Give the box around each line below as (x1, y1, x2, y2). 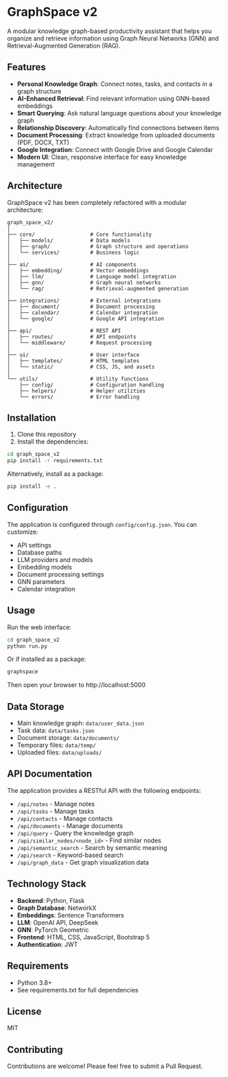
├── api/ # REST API (7, 327, 122, 334)
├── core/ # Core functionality (7, 231, 152, 238)
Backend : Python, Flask (16, 896, 85, 904)
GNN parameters (16, 577, 65, 585)
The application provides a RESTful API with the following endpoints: (7, 786, 201, 794)
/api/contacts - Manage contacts (16, 814, 113, 823)
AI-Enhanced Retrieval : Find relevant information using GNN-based (16, 94, 210, 102)
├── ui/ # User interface (7, 351, 139, 358)
